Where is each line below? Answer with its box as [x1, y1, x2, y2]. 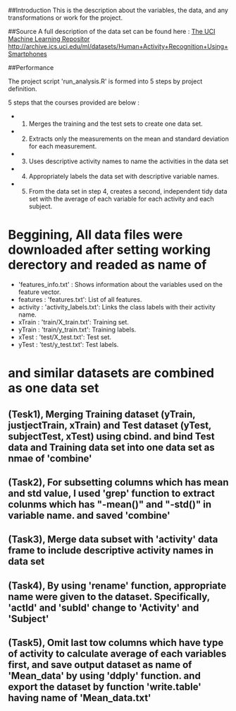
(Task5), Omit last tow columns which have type [8, 637, 224, 649]
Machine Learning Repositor [8, 35, 90, 43]
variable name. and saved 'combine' [8, 509, 171, 522]
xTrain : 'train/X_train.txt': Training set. [18, 317, 130, 326]
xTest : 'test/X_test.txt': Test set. [18, 332, 112, 341]
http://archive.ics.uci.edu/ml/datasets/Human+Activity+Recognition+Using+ [8, 42, 228, 50]
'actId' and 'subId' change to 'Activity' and [8, 601, 199, 613]
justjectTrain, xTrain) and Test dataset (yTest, [8, 419, 212, 431]
